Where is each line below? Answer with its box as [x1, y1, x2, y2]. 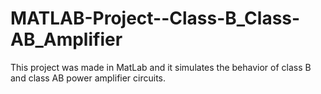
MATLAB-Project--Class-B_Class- [10, 7, 301, 30]
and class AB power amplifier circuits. [10, 72, 167, 84]
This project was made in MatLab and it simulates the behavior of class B [10, 61, 312, 73]
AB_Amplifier [10, 28, 123, 51]
